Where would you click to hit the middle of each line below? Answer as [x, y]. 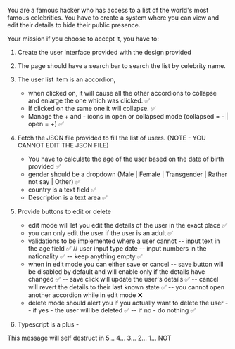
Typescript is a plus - [48, 324]
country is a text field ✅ [62, 190]
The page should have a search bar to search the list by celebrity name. [122, 66]
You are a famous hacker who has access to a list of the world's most [108, 10]
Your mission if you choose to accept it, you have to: [83, 39]
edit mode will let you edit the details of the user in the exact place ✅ [128, 225]
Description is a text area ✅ [68, 197]
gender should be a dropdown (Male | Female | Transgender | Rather [127, 174]
